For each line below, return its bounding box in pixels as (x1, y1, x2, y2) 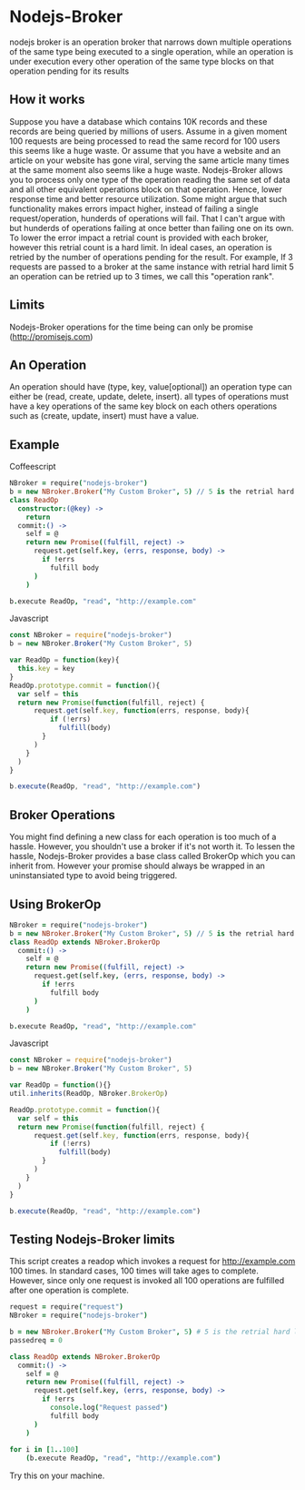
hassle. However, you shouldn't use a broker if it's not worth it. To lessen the (9, 841, 296, 852)
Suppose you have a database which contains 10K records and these (9, 116, 268, 127)
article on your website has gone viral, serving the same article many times (9, 155, 290, 166)
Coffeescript (9, 461, 56, 472)
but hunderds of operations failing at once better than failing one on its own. (9, 222, 294, 233)
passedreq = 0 (9, 1335, 64, 1344)
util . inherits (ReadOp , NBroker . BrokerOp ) (9, 1090, 169, 1099)
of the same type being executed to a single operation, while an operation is (9, 46, 294, 56)
